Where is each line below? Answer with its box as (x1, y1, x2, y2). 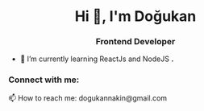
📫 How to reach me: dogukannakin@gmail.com (8, 92, 168, 103)
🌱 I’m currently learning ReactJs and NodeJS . (19, 54, 174, 64)
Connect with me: (8, 74, 80, 85)
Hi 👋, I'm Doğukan (74, 7, 197, 26)
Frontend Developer (95, 36, 176, 47)
